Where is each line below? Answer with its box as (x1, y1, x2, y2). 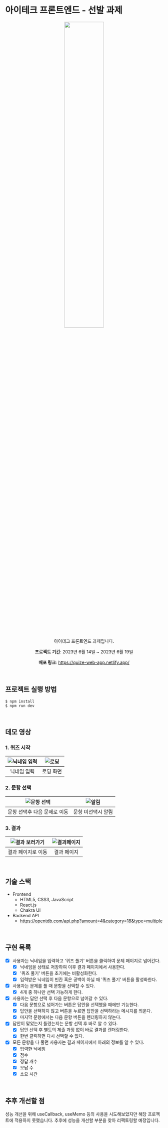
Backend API (12, 912, 39, 918)
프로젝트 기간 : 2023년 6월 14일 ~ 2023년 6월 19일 (34, 648, 133, 655)
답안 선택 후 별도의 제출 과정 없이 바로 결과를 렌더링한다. (19, 1027, 129, 1033)
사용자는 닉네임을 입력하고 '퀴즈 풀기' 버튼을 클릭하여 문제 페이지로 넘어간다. (12, 957, 161, 963)
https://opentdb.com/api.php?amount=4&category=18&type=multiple (19, 918, 163, 924)
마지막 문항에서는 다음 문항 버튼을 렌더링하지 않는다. (19, 1014, 121, 1020)
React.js (19, 902, 36, 908)
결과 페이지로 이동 (7, 849, 47, 856)
